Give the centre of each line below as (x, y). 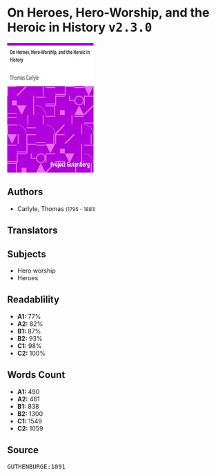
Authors (25, 192)
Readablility (33, 300)
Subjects (27, 254)
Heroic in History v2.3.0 (80, 27)
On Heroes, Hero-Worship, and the (108, 13)
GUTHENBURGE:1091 (36, 467)
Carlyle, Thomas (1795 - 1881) (57, 208)
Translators (32, 231)
